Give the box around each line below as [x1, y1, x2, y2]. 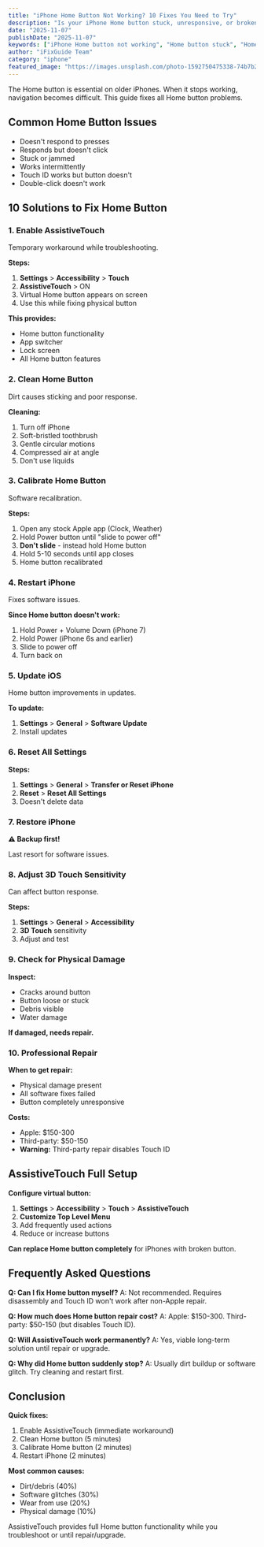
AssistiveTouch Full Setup [8, 1167, 137, 1181]
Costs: [8, 1112, 31, 1121]
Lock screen [19, 346, 60, 355]
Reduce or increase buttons [19, 1229, 110, 1238]
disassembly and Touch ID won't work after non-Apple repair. [8, 1296, 207, 1305]
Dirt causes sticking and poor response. [8, 392, 137, 401]
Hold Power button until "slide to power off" [19, 532, 161, 541]
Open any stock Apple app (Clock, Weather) [19, 523, 163, 533]
